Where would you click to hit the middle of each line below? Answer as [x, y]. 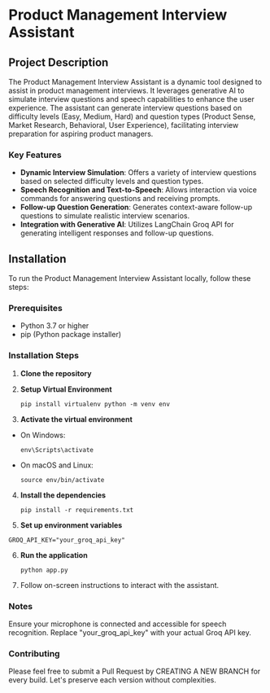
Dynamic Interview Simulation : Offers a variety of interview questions [138, 173]
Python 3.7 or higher [54, 326]
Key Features [35, 155]
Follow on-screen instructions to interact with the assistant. [120, 585]
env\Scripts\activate [57, 450]
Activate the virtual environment [76, 419]
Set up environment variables [71, 525]
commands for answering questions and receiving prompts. [120, 199]
